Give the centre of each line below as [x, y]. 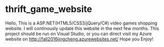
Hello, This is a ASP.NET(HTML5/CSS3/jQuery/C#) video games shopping [81, 23]
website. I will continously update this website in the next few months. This [82, 28]
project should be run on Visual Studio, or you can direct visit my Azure [78, 33]
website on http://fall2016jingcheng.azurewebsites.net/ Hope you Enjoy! [79, 39]
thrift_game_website [49, 9]
